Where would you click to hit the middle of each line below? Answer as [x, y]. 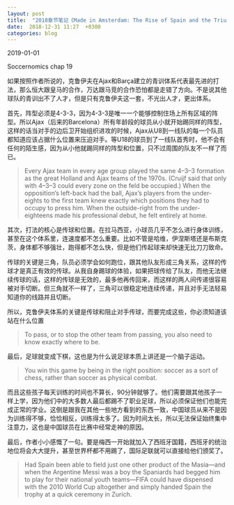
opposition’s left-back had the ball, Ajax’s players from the [108, 193]
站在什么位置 [25, 321]
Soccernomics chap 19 [40, 66]
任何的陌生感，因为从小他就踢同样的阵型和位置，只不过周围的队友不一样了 [114, 148]
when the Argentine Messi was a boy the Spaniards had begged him [122, 472]
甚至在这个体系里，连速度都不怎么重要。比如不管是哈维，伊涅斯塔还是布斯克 [117, 239]
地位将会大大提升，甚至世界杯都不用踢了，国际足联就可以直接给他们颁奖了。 [117, 451]
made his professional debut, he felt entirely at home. [131, 215]
